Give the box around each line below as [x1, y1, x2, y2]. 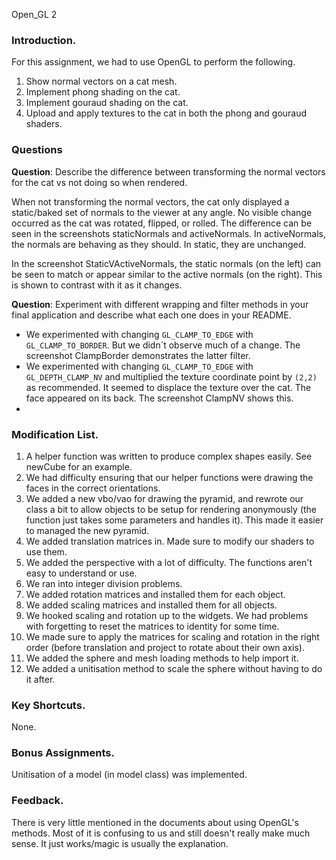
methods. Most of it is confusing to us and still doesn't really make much [11, 827, 311, 839]
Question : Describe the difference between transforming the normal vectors [11, 165, 326, 178]
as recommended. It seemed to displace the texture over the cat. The [25, 381, 312, 393]
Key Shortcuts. [11, 698, 86, 712]
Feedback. [11, 794, 64, 808]
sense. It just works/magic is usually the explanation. [11, 837, 229, 849]
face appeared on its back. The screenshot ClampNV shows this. [25, 392, 294, 404]
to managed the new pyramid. [25, 524, 150, 536]
